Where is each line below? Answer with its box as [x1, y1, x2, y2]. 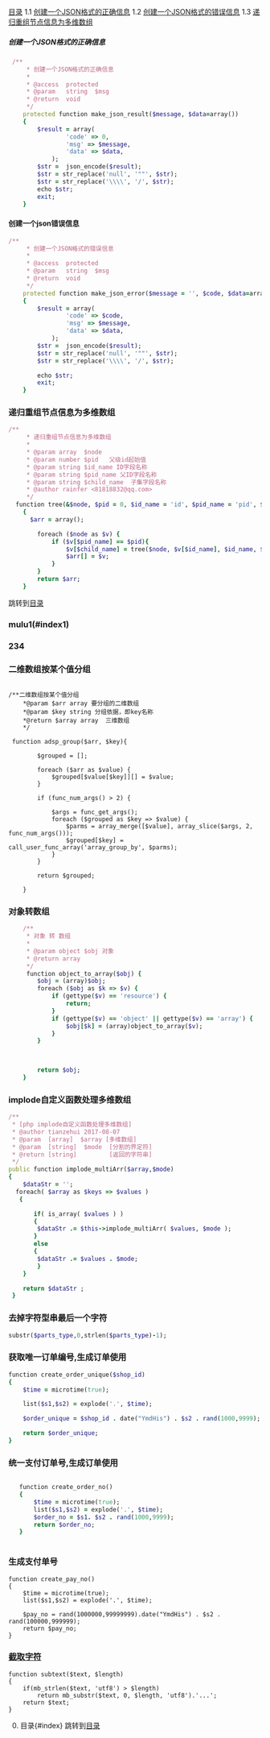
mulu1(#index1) [8, 619, 70, 630]
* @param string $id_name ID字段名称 [26, 462, 148, 471]
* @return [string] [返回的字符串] [11, 1151, 153, 1159]
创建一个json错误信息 [8, 218, 80, 228]
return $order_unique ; [22, 1429, 99, 1437]
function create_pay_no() [8, 1574, 95, 1583]
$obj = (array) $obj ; [37, 977, 106, 985]
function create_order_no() [18, 1483, 113, 1491]
